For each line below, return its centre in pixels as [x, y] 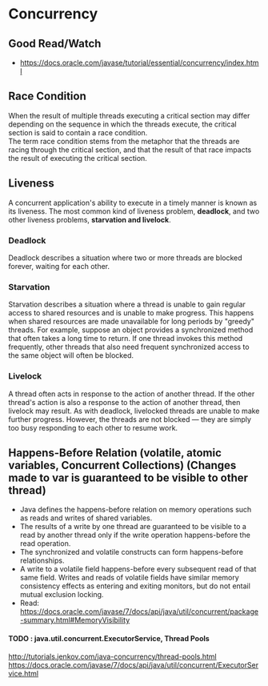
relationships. [42, 560]
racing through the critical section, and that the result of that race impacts [130, 150]
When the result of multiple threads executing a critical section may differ [129, 115]
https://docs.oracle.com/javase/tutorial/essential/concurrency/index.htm [139, 62]
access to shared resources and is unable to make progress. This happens [131, 313]
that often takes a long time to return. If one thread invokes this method [126, 339]
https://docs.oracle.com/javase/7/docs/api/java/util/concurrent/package [139, 612]
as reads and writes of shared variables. [86, 518]
